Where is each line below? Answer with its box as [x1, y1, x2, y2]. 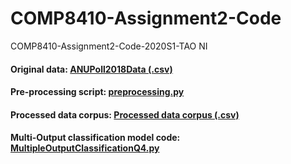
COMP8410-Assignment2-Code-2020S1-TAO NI [10, 40, 208, 52]
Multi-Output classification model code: [10, 132, 181, 144]
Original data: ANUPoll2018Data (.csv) [10, 63, 173, 75]
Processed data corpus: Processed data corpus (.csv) [10, 108, 240, 121]
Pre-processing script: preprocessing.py [10, 86, 185, 98]
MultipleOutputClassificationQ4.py [10, 142, 160, 154]
